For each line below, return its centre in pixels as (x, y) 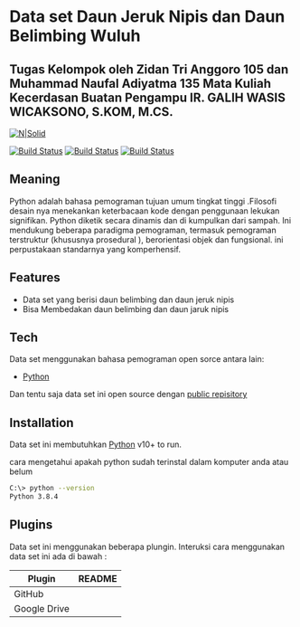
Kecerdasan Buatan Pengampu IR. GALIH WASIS (148, 97)
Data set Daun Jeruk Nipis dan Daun (147, 17)
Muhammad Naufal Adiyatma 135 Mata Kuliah (140, 83)
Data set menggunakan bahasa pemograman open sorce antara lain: (137, 359)
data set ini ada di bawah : (58, 556)
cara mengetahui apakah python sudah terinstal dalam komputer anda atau (149, 462)
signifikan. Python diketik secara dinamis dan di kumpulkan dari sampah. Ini (150, 220)
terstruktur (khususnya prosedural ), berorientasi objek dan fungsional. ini (146, 239)
